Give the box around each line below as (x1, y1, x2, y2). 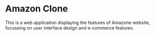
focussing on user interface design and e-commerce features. (5, 24, 134, 30)
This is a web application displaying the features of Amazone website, (5, 19, 150, 25)
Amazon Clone (5, 3, 68, 14)
